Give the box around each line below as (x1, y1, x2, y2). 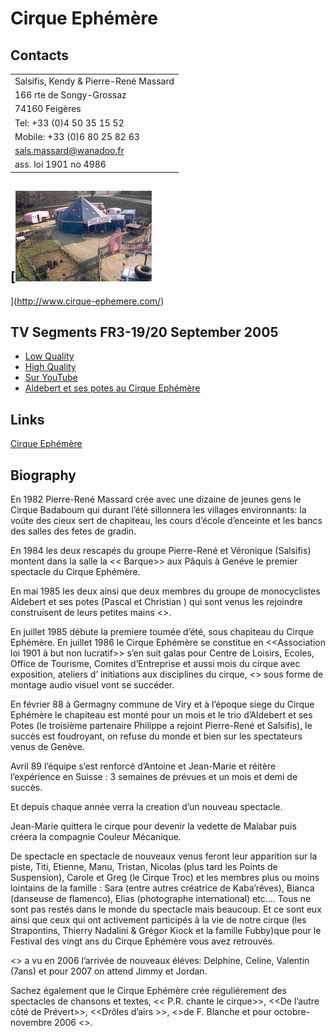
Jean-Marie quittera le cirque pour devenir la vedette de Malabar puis (10, 820, 297, 832)
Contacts (10, 47, 70, 64)
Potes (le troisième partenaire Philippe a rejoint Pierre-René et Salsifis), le (10, 720, 313, 731)
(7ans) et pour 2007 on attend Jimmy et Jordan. (10, 965, 208, 977)
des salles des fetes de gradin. (10, 525, 137, 537)
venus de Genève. (10, 741, 85, 752)
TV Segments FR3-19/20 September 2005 (10, 323, 279, 341)
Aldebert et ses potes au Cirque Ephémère (24, 382, 201, 394)
